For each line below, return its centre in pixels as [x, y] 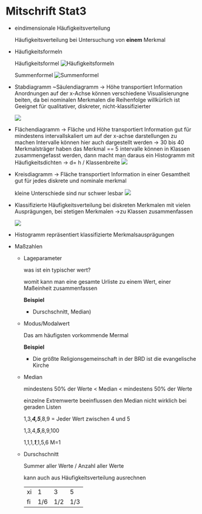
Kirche [41, 365]
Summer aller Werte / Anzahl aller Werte [74, 465]
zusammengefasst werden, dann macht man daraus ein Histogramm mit [104, 155]
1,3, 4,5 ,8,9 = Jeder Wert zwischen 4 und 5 [77, 419]
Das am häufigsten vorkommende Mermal [76, 335]
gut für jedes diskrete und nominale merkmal [70, 180]
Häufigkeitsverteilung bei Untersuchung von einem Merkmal [90, 39]
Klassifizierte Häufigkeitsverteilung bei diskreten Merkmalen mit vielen [103, 205]
